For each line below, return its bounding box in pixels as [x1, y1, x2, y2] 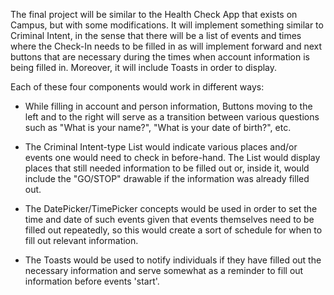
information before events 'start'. [24, 275, 160, 287]
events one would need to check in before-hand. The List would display [24, 152, 321, 163]
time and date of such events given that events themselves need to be [24, 214, 315, 225]
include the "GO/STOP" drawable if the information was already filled [24, 173, 310, 184]
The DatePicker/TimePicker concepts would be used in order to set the [24, 203, 318, 214]
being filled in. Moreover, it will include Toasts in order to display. [10, 62, 278, 73]
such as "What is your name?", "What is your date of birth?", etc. [24, 122, 292, 133]
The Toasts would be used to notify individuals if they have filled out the [24, 254, 322, 266]
